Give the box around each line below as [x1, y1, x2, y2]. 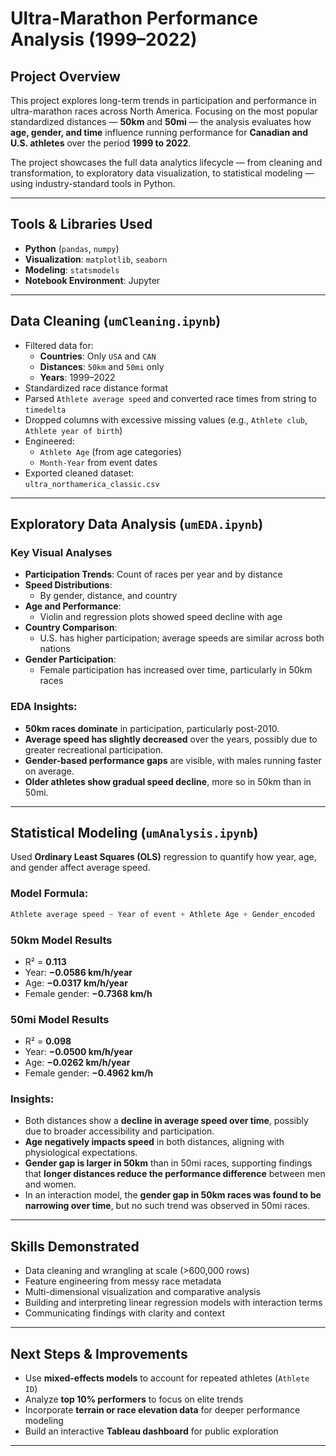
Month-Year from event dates [39, 456, 158, 468]
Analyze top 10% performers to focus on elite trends [24, 1393, 244, 1406]
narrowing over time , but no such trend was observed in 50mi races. [24, 1200, 310, 1212]
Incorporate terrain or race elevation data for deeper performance [24, 1404, 301, 1416]
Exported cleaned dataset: [24, 467, 135, 479]
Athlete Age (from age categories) [39, 445, 182, 457]
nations [39, 643, 71, 655]
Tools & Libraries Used [10, 216, 153, 233]
